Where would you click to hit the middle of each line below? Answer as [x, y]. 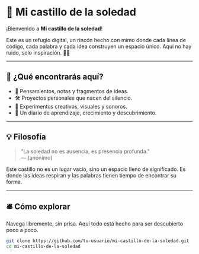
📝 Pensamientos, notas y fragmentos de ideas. [72, 91]
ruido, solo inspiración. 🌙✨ [38, 52]
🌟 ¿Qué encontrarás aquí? [55, 77]
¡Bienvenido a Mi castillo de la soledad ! [54, 28]
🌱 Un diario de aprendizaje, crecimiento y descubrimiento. [86, 113]
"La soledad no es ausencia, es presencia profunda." [85, 151]
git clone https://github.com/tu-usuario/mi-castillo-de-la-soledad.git [98, 241]
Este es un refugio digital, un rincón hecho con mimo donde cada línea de [96, 40]
